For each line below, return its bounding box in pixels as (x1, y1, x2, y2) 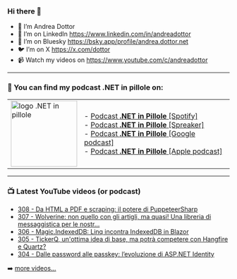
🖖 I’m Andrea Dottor (17, 23, 75, 31)
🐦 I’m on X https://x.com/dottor (17, 45, 111, 54)
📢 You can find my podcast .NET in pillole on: (7, 82, 164, 92)
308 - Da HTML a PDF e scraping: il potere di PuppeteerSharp (17, 204, 198, 213)
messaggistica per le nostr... (17, 220, 100, 228)
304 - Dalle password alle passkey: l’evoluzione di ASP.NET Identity (17, 249, 215, 258)
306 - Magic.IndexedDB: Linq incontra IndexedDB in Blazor (17, 227, 189, 235)
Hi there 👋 (7, 6, 42, 16)
